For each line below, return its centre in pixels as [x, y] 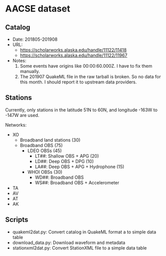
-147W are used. [22, 115]
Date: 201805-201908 [35, 39]
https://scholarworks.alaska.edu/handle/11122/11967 [74, 55]
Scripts [17, 220]
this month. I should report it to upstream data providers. [78, 82]
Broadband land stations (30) [50, 140]
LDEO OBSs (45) [45, 151]
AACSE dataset [38, 9]
